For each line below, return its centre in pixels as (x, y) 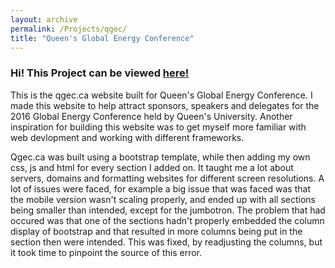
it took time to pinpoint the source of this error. (106, 252)
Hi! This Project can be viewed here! (100, 73)
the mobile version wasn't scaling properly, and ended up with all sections (163, 199)
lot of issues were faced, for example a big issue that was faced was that (160, 188)
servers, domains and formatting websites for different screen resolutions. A (167, 178)
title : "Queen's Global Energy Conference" (102, 38)
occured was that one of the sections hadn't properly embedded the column (167, 220)
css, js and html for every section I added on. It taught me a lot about (152, 167)
